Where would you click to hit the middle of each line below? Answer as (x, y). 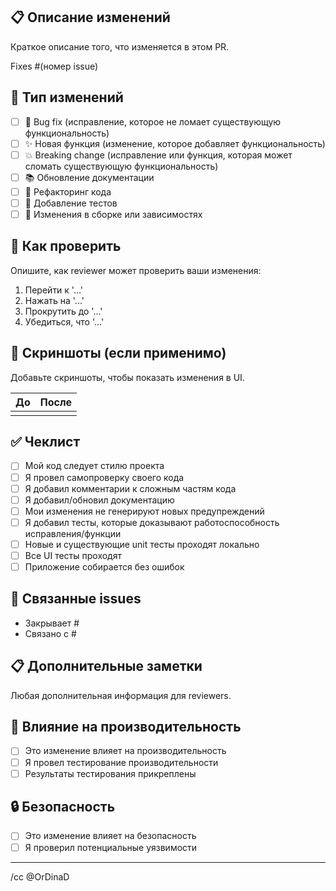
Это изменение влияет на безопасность (110, 836)
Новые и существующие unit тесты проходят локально (142, 544)
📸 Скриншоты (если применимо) (118, 353)
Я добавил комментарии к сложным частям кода (130, 488)
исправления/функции (73, 533)
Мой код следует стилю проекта (94, 466)
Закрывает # (52, 623)
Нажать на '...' (54, 300)
